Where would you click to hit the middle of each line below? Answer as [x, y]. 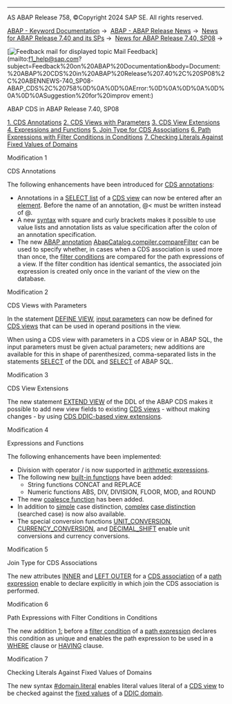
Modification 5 [28, 549]
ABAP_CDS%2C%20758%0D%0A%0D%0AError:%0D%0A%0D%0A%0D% [116, 88]
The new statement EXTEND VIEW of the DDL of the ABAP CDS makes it [110, 402]
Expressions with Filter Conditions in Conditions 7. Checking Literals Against [115, 137]
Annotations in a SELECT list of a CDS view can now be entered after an [119, 198]
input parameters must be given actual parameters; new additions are [106, 347]
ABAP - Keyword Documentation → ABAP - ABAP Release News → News [113, 31]
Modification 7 [28, 659]
